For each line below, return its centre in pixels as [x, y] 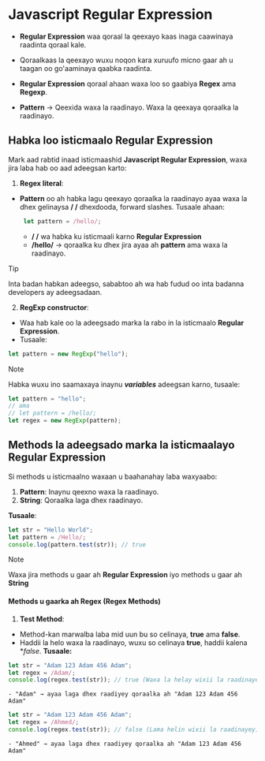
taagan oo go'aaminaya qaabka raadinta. [86, 68]
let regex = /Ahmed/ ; [44, 722]
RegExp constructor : [54, 307]
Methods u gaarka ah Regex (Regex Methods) [85, 602]
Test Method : [42, 619]
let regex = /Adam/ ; [42, 673]
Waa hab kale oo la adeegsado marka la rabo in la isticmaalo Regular [132, 323]
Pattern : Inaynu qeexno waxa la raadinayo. [89, 491]
